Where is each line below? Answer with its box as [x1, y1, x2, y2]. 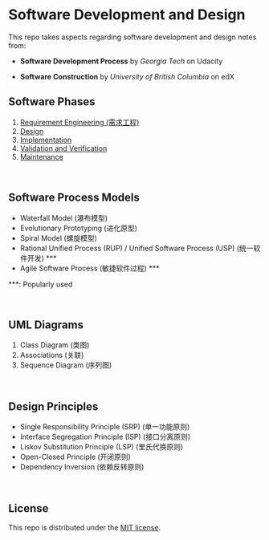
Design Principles [8, 400, 99, 413]
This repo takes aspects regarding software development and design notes [8, 32, 257, 42]
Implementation [19, 135, 72, 144]
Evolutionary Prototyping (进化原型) [19, 223, 138, 233]
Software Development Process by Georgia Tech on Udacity [19, 56, 223, 66]
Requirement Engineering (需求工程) [19, 117, 140, 127]
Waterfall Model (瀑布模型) [19, 213, 108, 222]
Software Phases [8, 95, 96, 109]
